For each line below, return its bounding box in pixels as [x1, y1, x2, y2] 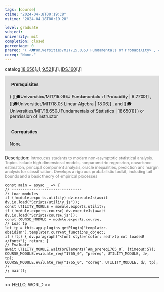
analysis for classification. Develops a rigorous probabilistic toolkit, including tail [5, 169, 152, 174]
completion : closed [5, 39, 45, 44]
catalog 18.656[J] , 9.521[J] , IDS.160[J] [5, 66, 82, 72]
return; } [29, 238, 49, 243]
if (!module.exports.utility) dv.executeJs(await [5, 195, 108, 200]
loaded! [129, 234, 145, 239]
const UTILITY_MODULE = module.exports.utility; [5, 204, 106, 209]
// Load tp [5, 221, 27, 226]
